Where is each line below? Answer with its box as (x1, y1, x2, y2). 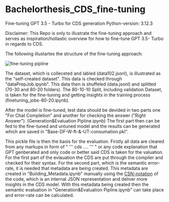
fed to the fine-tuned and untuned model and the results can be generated (5, 123, 160, 129)
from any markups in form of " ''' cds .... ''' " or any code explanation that (5, 143, 157, 150)
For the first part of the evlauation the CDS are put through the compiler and (5, 154, 163, 160)
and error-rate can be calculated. (5, 192, 74, 198)
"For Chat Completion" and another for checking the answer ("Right (5, 112, 146, 118)
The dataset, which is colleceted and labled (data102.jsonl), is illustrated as (5, 70, 161, 76)
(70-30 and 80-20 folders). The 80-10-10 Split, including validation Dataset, (5, 86, 162, 92)
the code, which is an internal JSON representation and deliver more (5, 176, 148, 182)
